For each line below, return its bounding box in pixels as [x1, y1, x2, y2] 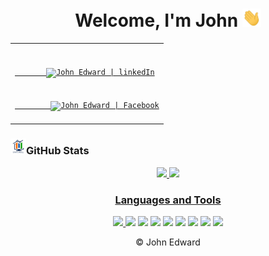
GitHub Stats [26, 144, 90, 158]
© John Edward [135, 236, 201, 248]
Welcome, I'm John [74, 9, 239, 32]
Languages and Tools [114, 193, 222, 207]
